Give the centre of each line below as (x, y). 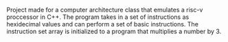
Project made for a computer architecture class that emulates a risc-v (105, 10)
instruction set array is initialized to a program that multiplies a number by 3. (114, 31)
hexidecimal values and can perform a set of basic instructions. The (102, 24)
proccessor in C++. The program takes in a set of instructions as (98, 17)
